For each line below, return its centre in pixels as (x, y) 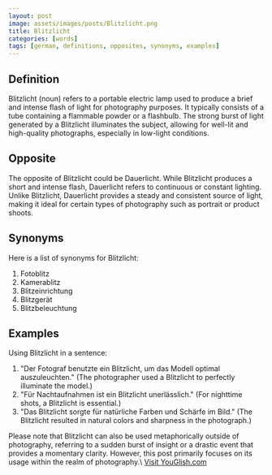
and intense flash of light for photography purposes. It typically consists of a (136, 107)
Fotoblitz (35, 274)
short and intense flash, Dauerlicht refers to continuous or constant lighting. (135, 187)
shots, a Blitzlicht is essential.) (71, 404)
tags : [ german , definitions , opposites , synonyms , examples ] (114, 46)
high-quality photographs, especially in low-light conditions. (109, 133)
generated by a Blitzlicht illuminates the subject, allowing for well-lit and (129, 124)
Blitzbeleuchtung (48, 308)
